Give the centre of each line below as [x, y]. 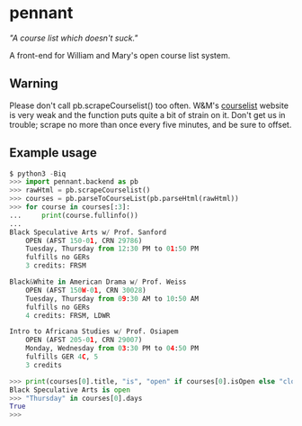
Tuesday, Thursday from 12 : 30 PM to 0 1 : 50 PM [112, 249]
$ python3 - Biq [38, 174]
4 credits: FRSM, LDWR [68, 315]
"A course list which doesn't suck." [74, 38]
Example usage [53, 153]
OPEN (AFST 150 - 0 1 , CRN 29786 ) [84, 240]
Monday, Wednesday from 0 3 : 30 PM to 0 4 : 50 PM [112, 349]
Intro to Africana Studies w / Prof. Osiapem [94, 331]
